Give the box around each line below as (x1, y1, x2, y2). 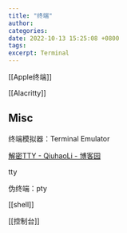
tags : (8, 42, 26, 50)
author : (8, 19, 34, 27)
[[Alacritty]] (8, 88, 46, 97)
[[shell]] (8, 199, 34, 209)
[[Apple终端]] (8, 72, 52, 81)
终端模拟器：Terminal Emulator (8, 133, 110, 143)
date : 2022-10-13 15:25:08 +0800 (8, 34, 120, 43)
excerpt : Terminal (8, 49, 69, 57)
